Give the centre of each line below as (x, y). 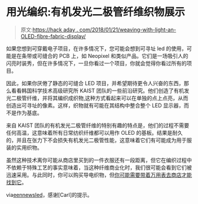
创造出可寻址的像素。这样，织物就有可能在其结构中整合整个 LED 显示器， (95, 105)
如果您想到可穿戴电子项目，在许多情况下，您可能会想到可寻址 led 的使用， (96, 48)
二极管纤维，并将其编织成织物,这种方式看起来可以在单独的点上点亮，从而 (100, 98)
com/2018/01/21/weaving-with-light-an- (128, 30)
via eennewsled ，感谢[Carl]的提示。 (49, 195)
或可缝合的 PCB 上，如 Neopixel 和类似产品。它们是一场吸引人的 (110, 56)
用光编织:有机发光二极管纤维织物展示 (96, 12)
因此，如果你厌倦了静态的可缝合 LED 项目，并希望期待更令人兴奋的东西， (95, 83)
